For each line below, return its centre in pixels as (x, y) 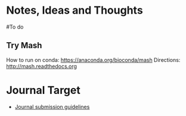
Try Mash (24, 46)
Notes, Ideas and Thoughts (75, 10)
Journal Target (43, 90)
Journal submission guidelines (52, 106)
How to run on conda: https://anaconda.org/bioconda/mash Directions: (93, 59)
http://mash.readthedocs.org (42, 66)
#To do (15, 27)
